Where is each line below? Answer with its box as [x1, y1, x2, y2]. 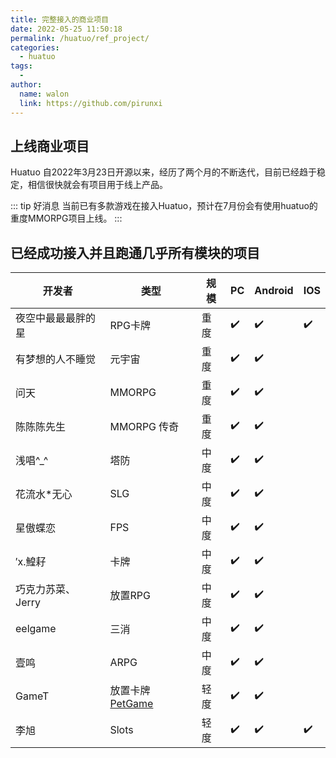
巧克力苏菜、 [15, 582, 77, 596]
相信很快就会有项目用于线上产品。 [27, 179, 168, 191]
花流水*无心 [15, 487, 73, 501]
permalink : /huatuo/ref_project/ [10, 33, 150, 43]
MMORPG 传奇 [109, 420, 180, 434]
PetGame [109, 697, 154, 711]
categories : [10, 42, 60, 53]
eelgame [15, 622, 57, 636]
